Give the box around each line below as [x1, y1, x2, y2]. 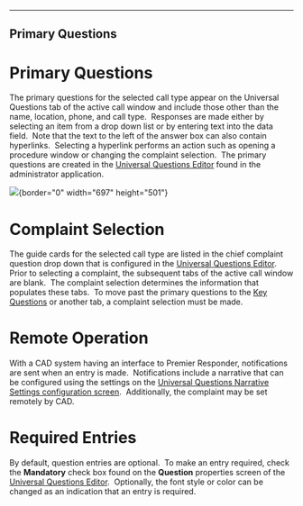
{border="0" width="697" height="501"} [18, 187, 169, 198]
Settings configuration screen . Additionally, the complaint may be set [9, 386, 268, 397]
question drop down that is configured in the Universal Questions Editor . [9, 258, 278, 269]
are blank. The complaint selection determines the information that [9, 277, 259, 288]
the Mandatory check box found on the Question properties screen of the [9, 467, 286, 478]
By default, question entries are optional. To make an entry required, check [9, 457, 290, 468]
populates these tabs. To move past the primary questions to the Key [9, 287, 268, 298]
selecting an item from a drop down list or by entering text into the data [9, 121, 273, 131]
